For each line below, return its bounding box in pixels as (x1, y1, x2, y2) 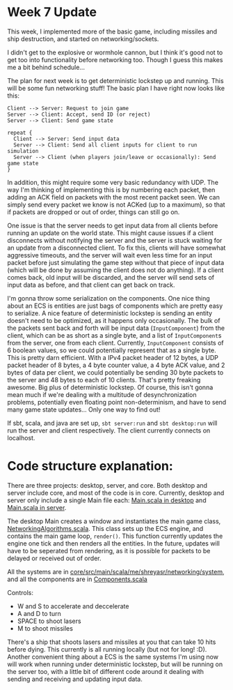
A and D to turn (17, 609, 61, 617)
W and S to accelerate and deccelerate (17, 601, 129, 610)
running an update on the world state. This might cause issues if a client (7, 228, 214, 237)
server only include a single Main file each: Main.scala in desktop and (7, 496, 207, 504)
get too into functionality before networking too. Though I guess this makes (7, 55, 223, 63)
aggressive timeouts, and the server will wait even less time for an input (7, 250, 213, 259)
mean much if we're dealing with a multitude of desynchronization (7, 390, 197, 398)
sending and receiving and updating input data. (7, 675, 143, 683)
